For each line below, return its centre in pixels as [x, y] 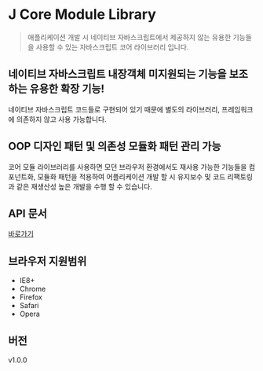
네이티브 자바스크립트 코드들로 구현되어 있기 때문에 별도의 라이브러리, [114, 109]
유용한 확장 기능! [67, 89]
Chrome [33, 289]
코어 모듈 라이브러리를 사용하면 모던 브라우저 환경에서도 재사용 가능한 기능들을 [128, 167]
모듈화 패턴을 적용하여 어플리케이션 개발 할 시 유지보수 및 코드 [131, 176]
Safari [29, 306]
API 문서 [27, 213]
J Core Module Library [82, 15]
